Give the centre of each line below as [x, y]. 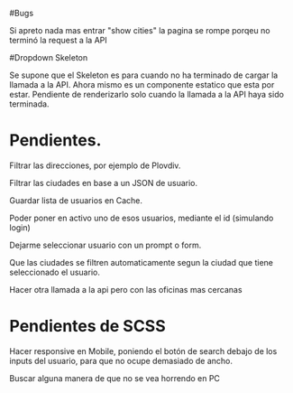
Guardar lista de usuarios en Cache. [76, 200]
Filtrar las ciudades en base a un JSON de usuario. [104, 182]
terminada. [29, 104]
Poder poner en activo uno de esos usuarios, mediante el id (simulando [142, 218]
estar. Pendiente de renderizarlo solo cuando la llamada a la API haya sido [146, 94]
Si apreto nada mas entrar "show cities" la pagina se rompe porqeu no [140, 30]
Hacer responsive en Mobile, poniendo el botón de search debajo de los [143, 351]
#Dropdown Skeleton [49, 57]
